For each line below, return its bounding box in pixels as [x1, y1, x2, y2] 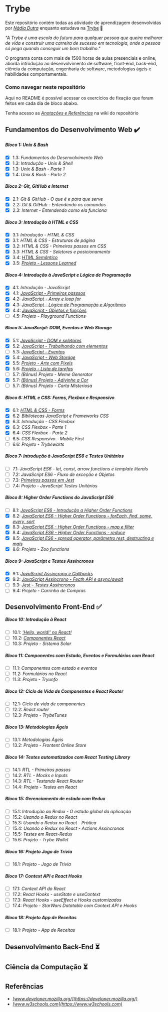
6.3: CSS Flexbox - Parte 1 [12, 424, 66, 430]
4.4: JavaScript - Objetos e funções [12, 307, 86, 313]
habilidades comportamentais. [5, 71, 68, 77]
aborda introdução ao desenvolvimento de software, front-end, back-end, [5, 60, 157, 66]
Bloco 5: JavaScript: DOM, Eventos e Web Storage [5, 325, 112, 331]
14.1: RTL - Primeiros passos [12, 767, 71, 773]
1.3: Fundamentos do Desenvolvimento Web [12, 154, 103, 161]
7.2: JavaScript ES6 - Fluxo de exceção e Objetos [12, 471, 115, 477]
